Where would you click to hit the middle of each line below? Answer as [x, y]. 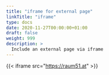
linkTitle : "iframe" [31, 17]
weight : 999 [21, 38]
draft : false [22, 33]
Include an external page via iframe [57, 49]
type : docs [19, 22]
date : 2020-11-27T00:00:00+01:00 [47, 28]
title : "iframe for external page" [50, 11]
